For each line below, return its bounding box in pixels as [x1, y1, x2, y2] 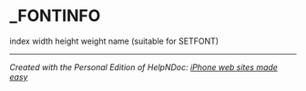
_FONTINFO [9, 5, 101, 26]
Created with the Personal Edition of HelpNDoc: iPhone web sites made [9, 61, 278, 73]
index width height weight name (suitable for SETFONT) [9, 35, 219, 46]
